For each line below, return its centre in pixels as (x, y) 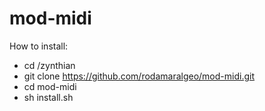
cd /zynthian (49, 65)
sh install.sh (48, 97)
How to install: (39, 46)
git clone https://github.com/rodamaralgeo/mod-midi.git (139, 76)
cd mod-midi (50, 86)
